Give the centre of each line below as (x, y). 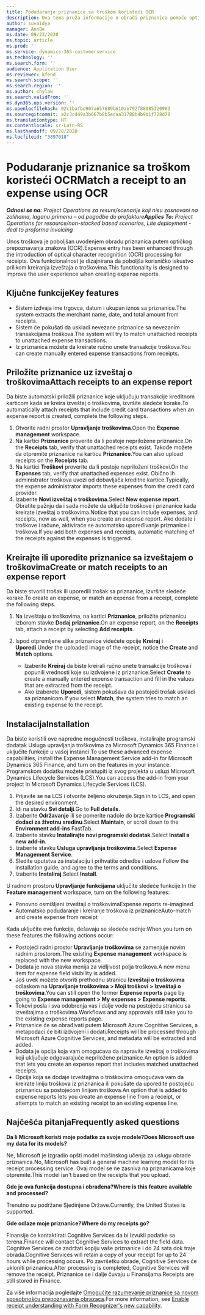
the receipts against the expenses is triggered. (74, 538)
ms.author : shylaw (30, 92)
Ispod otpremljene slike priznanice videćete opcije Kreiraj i (89, 641)
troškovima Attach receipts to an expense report (99, 382)
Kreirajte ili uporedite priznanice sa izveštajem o (100, 558)
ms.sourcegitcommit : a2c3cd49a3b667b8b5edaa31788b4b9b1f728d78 (88, 114)
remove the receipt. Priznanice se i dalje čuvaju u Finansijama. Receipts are (100, 1274)
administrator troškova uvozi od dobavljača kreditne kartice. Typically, (102, 480)
